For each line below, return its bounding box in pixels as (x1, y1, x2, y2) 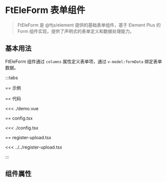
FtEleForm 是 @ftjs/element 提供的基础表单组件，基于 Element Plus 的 (17, 22, 161, 28)
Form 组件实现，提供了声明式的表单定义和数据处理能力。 (17, 28, 135, 34)
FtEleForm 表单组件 (5, 4, 86, 16)
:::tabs (5, 74, 18, 80)
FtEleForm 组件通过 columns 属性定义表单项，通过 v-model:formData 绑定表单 (5, 58, 163, 64)
